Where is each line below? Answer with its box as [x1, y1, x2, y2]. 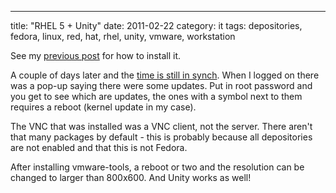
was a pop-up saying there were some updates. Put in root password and [10, 80, 313, 91]
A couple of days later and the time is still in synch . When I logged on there [10, 69, 320, 81]
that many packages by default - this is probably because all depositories [10, 131, 313, 143]
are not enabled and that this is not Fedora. [10, 142, 188, 153]
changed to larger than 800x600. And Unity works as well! [10, 172, 252, 183]
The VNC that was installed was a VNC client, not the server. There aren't [10, 121, 313, 132]
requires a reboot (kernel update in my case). [10, 101, 197, 113]
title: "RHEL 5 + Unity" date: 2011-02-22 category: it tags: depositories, [10, 20, 303, 31]
